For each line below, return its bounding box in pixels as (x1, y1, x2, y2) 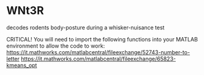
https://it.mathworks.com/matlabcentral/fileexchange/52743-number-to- (6, 48, 191, 55)
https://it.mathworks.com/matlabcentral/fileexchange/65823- (20, 55, 176, 62)
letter (6, 55, 20, 62)
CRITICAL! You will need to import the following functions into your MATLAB (6, 35, 198, 43)
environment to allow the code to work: (6, 42, 105, 49)
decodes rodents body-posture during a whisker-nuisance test (6, 24, 165, 31)
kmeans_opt (6, 62, 37, 69)
